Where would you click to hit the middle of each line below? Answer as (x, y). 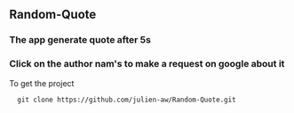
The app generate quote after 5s (80, 40)
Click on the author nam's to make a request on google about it (147, 64)
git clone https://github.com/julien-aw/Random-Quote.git (127, 100)
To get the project (42, 83)
